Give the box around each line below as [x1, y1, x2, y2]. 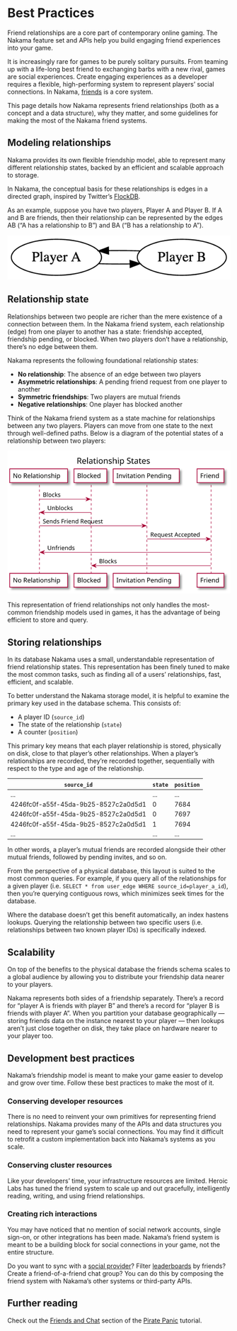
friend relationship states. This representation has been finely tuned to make [7, 663, 230, 671]
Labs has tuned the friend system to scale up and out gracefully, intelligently [7, 1183, 231, 1193]
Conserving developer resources [7, 1096, 124, 1106]
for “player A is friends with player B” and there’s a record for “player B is [7, 1002, 220, 1010]
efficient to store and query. [7, 616, 88, 624]
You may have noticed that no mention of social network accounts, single [7, 1225, 221, 1234]
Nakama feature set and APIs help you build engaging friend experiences [7, 35, 221, 44]
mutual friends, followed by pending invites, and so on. [7, 853, 168, 861]
